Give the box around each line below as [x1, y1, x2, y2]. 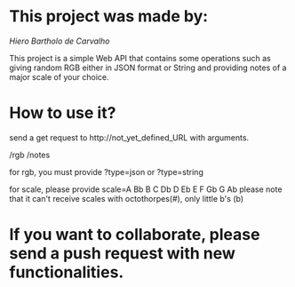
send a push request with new [9, 243, 235, 264]
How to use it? [9, 103, 116, 124]
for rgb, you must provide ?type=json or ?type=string [9, 166, 204, 177]
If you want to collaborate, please [9, 225, 260, 245]
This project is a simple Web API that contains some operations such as [9, 52, 271, 63]
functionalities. [9, 262, 124, 283]
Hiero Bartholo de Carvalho [9, 36, 110, 46]
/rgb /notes [9, 149, 51, 160]
